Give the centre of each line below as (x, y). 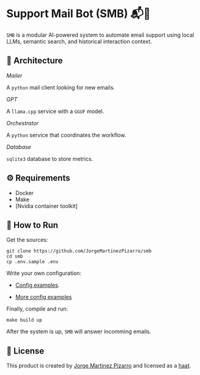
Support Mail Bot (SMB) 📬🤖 (79, 14)
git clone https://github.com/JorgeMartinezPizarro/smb (79, 251)
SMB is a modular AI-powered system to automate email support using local (100, 35)
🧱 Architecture (35, 61)
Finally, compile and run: (37, 309)
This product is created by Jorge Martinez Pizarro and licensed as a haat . (99, 366)
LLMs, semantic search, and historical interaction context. (79, 41)
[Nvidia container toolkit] (46, 206)
